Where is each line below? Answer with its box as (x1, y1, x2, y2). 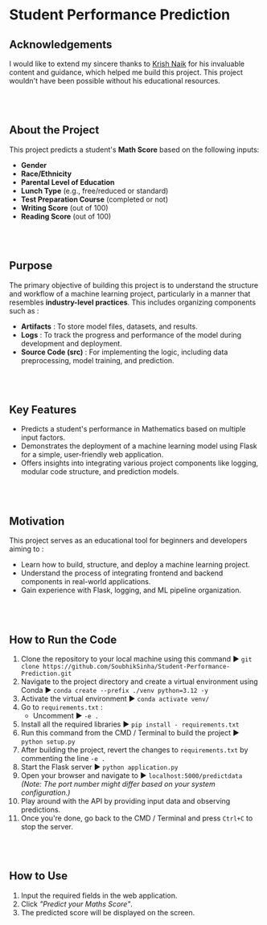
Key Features (9, 403, 77, 417)
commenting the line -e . (20, 754, 105, 763)
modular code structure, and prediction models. (20, 467, 179, 477)
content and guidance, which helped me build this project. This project (9, 68, 244, 77)
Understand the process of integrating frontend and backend (20, 568, 224, 578)
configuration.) (20, 788, 71, 797)
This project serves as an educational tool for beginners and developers (9, 536, 248, 546)
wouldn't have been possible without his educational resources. (9, 76, 220, 85)
